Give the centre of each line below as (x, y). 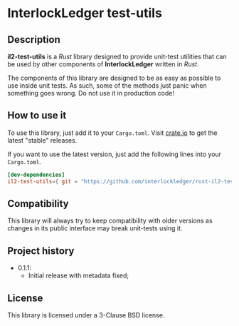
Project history (41, 251)
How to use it (37, 116)
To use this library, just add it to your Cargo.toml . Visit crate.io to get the (112, 133)
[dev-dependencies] (36, 175)
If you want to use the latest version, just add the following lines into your (115, 154)
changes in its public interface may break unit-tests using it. (95, 228)
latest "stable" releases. (42, 140)
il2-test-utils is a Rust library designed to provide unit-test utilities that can (117, 56)
